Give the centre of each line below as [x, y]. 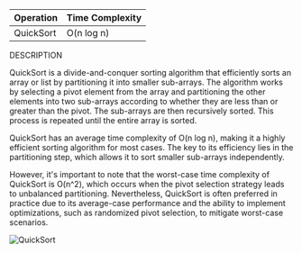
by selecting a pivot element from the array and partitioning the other [137, 92]
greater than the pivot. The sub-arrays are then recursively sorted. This [142, 111]
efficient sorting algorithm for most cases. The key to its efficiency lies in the [151, 147]
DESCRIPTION [36, 55]
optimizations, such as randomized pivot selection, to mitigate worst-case [146, 212]
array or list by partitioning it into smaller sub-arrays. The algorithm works [146, 82]
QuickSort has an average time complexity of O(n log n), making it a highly [147, 138]
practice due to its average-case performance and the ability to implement [147, 203]
